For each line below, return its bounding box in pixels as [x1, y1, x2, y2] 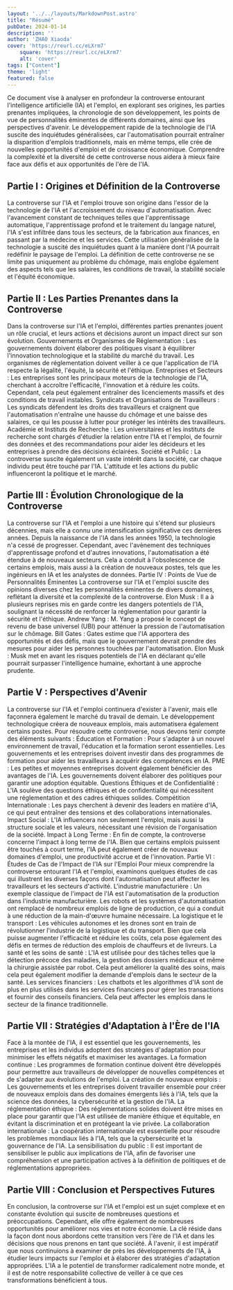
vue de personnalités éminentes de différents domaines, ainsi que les [7, 116, 206, 124]
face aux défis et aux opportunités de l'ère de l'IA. [7, 160, 150, 169]
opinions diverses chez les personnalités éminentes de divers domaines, [7, 585, 215, 594]
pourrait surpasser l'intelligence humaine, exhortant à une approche [7, 659, 202, 667]
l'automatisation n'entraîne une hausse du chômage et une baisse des [7, 410, 208, 419]
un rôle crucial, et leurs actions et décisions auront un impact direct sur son [7, 329, 223, 337]
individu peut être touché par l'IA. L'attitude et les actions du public [7, 462, 199, 470]
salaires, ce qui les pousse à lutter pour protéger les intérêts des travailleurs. [7, 418, 226, 426]
